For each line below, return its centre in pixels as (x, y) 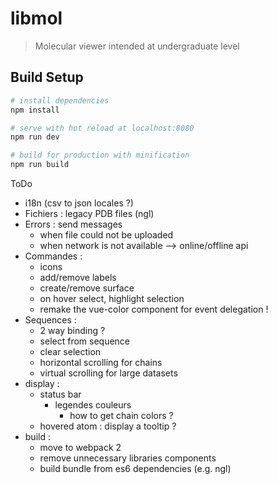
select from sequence (85, 341)
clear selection (70, 351)
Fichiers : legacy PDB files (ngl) (89, 213)
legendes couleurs (93, 405)
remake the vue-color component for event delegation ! (154, 309)
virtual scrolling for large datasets (108, 373)
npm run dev (35, 137)
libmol (36, 18)
